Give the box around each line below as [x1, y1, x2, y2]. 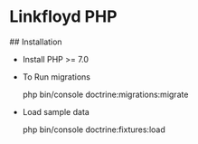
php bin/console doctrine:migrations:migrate [22, 89, 189, 100]
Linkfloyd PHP [9, 6, 118, 27]
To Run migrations [22, 71, 90, 82]
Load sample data [22, 106, 90, 117]
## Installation [9, 36, 62, 47]
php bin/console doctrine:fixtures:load [22, 124, 165, 135]
